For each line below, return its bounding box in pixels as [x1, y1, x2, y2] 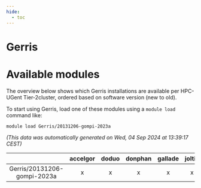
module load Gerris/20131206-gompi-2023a [6, 123, 111, 129]
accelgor [69, 154, 96, 162]
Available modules [6, 67, 100, 81]
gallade [157, 154, 179, 162]
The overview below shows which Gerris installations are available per [6, 87, 179, 95]
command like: [6, 111, 42, 119]
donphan [125, 154, 152, 162]
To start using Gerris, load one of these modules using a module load [6, 105, 176, 113]
